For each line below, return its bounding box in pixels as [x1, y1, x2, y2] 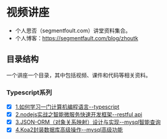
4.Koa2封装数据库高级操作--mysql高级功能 [15, 126, 124, 134]
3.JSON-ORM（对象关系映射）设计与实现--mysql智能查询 [15, 118, 161, 126]
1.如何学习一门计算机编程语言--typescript [15, 103, 120, 110]
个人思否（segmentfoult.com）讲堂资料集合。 [15, 27, 132, 34]
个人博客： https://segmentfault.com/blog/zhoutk [15, 34, 139, 41]
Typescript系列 [6, 88, 52, 96]
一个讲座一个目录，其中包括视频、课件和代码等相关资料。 [6, 71, 151, 79]
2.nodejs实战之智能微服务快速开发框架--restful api [15, 111, 143, 118]
